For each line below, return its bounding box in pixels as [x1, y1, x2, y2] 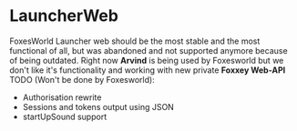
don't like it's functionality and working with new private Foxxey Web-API [9, 65, 286, 76]
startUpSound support [22, 111, 108, 122]
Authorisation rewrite [22, 92, 102, 103]
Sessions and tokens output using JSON [22, 101, 175, 112]
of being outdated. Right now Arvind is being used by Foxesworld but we [9, 55, 284, 65]
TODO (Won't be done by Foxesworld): [9, 74, 155, 85]
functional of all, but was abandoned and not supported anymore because [9, 45, 289, 55]
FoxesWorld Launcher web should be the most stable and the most [9, 35, 261, 46]
